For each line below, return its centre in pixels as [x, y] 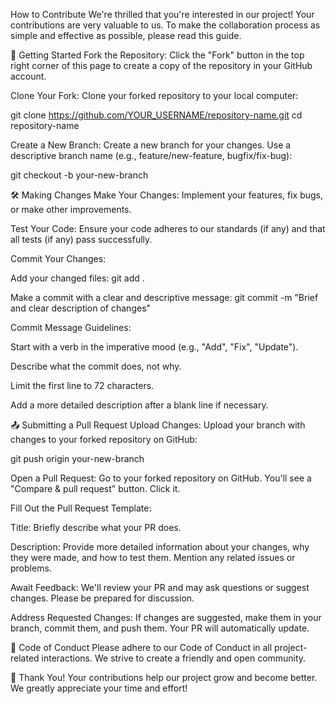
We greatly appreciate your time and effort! [99, 688]
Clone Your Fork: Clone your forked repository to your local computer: [154, 95]
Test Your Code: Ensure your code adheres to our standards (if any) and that [168, 228]
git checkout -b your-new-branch [79, 175]
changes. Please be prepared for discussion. [102, 598]
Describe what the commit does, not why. [96, 366]
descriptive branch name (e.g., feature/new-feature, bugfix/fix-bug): [151, 155]
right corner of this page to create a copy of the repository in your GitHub [161, 65]
